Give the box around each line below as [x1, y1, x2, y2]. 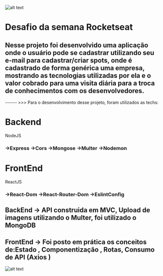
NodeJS [5, 132, 21, 138]
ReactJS [5, 179, 22, 184]
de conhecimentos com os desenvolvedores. [5, 87, 145, 95]
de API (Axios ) [5, 253, 51, 261]
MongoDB [5, 221, 36, 230]
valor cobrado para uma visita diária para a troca [5, 79, 155, 87]
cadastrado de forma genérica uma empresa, [5, 64, 145, 72]
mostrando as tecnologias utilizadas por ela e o [5, 71, 151, 80]
